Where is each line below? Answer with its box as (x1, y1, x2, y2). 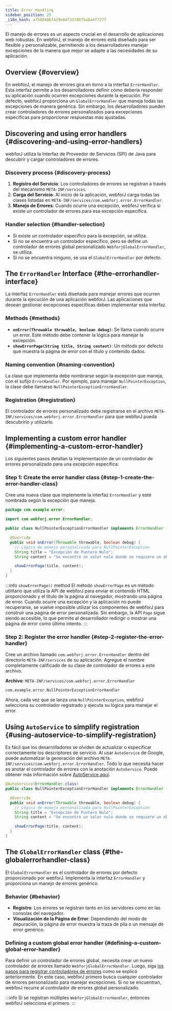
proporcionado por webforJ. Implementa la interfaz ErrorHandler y (5, 874, 145, 881)
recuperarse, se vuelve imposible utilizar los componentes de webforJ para (5, 604, 164, 610)
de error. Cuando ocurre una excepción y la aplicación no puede (5, 599, 141, 605)
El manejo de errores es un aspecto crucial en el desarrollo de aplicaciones (5, 31, 164, 38)
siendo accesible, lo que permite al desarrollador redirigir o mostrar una (5, 615, 157, 622)
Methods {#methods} (5, 314, 60, 322)
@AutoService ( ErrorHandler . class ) (5, 781, 79, 787)
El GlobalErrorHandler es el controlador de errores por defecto (5, 869, 138, 875)
